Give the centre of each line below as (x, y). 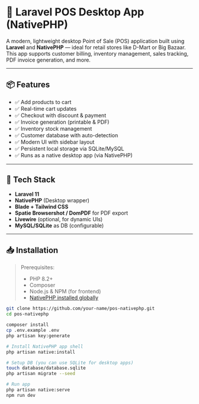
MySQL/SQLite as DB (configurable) (59, 225)
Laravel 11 (27, 194)
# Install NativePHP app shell (45, 346)
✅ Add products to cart (43, 102)
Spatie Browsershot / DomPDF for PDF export (71, 213)
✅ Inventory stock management (53, 128)
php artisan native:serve (38, 390)
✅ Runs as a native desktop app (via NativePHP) (74, 155)
